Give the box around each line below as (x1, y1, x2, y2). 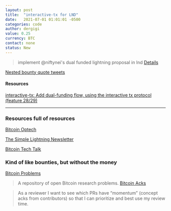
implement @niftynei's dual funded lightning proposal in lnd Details (17, 59, 159, 65)
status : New (5, 45, 31, 50)
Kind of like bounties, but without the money (5, 159, 117, 166)
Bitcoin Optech (5, 127, 37, 133)
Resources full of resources (5, 115, 75, 122)
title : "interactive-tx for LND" (5, 12, 79, 17)
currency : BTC (5, 36, 36, 41)
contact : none (5, 41, 36, 46)
